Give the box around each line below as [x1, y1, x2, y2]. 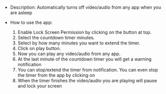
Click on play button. [17, 45, 61, 51]
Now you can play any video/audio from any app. [17, 51, 121, 57]
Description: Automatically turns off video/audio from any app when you [10, 5, 161, 10]
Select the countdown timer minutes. [17, 35, 95, 40]
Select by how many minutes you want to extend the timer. [17, 40, 141, 46]
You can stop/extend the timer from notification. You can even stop [17, 67, 158, 73]
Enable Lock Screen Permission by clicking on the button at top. [17, 29, 152, 35]
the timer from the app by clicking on [17, 72, 95, 78]
